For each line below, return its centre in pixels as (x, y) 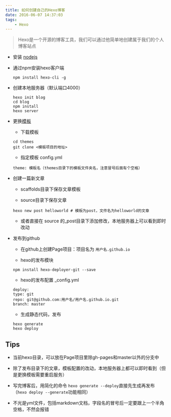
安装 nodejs (25, 57)
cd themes (23, 142)
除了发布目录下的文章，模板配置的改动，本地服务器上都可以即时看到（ (87, 368)
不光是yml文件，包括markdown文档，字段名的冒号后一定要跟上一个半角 (88, 403)
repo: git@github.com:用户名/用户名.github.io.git (66, 300)
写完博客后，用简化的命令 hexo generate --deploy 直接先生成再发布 (84, 386)
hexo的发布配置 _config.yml (50, 280)
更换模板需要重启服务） (42, 375)
